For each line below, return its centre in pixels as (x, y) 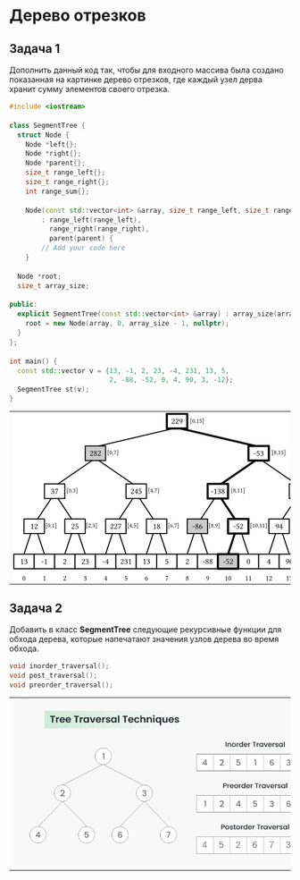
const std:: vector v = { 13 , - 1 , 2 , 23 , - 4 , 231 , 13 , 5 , (124, 371)
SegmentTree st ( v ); (54, 390)
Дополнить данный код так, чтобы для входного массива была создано (146, 70)
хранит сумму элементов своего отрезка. (89, 89)
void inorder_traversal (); (59, 666)
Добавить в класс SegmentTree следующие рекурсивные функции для (146, 630)
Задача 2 (36, 608)
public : (24, 305)
